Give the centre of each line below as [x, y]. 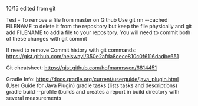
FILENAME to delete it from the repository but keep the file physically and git [99, 26]
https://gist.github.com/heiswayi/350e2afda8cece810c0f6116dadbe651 [93, 56]
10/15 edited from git [31, 9]
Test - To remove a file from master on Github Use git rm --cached [87, 20]
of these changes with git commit [47, 39]
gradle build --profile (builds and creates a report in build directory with [93, 92]
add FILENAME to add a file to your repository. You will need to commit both [98, 32]
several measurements [34, 98]
